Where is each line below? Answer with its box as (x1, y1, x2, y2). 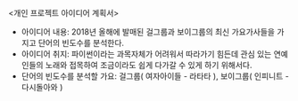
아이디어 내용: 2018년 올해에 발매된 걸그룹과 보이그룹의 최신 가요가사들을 (21, 27, 276, 37)
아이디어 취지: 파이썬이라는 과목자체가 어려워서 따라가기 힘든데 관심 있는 (21, 49, 272, 59)
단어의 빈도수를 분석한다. (37, 38, 125, 48)
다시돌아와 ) (21, 82, 63, 92)
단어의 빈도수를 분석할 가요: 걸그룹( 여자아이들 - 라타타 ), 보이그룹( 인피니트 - (21, 71, 289, 82)
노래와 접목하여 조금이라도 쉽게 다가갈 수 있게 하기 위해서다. (45, 60, 252, 70)
